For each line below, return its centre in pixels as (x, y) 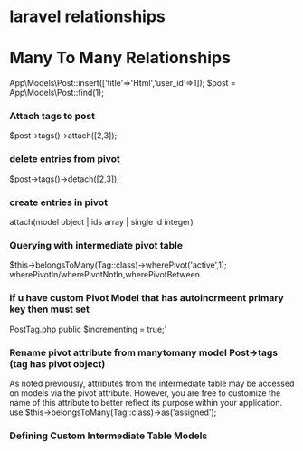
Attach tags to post (52, 117)
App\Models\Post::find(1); (57, 93)
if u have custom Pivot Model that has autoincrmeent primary (147, 298)
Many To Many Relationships (120, 58)
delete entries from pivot (65, 159)
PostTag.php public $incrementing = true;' (88, 329)
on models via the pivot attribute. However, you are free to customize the (145, 393)
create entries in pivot (59, 202)
